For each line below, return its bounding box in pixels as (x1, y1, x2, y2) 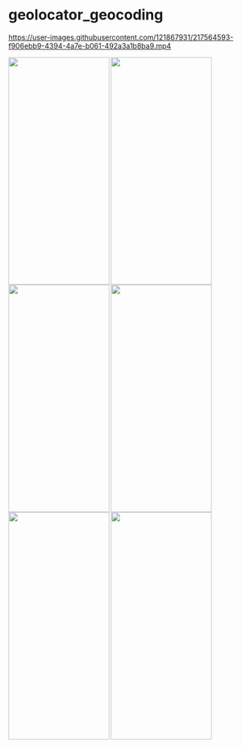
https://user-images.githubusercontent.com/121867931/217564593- (8, 32, 234, 42)
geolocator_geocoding (8, 6, 164, 24)
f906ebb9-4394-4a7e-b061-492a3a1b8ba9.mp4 (8, 40, 172, 50)
